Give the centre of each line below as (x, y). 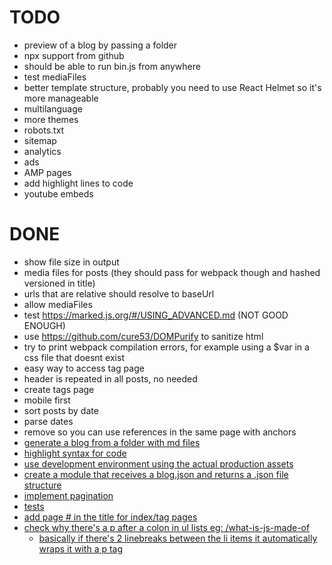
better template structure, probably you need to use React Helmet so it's (172, 87)
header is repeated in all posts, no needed (110, 378)
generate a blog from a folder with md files (112, 442)
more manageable (61, 98)
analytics (42, 151)
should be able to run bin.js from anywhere (112, 66)
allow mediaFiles (58, 304)
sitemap (40, 140)
